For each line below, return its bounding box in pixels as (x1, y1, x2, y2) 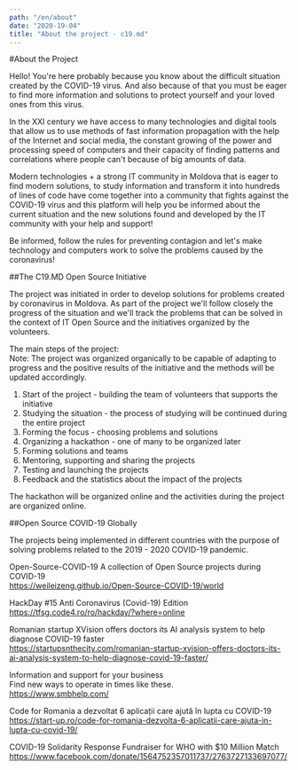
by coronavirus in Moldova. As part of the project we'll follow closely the (9, 298, 273, 309)
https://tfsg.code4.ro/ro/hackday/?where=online (9, 607, 185, 617)
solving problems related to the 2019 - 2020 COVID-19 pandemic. (9, 545, 249, 555)
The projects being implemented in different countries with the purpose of (9, 535, 280, 546)
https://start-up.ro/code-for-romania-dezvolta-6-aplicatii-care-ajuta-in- (9, 715, 272, 726)
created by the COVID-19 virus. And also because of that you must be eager (9, 81, 287, 91)
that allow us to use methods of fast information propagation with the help (9, 126, 280, 137)
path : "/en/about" (9, 12, 77, 22)
